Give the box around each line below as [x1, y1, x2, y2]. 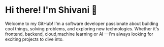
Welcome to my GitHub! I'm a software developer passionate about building [5, 21, 159, 26]
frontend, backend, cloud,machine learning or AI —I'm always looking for [5, 31, 154, 37]
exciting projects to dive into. [5, 36, 64, 42]
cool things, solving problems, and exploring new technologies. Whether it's [5, 25, 160, 31]
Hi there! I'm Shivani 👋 [5, 4, 98, 16]
